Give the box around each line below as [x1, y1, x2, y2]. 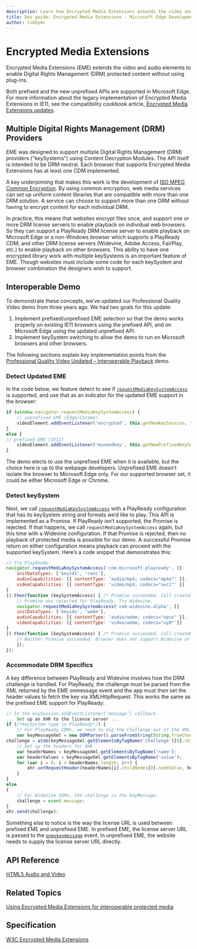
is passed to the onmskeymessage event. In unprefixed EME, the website [6, 832, 176, 839]
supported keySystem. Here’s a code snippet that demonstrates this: [6, 548, 172, 555]
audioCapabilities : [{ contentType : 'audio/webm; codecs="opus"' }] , [16, 614, 188, 620]
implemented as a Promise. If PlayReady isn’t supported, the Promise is [6, 517, 178, 524]
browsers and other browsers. [14, 340, 88, 347]
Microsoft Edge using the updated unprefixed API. [14, 327, 136, 335]
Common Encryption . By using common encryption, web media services [6, 185, 181, 192]
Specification [6, 920, 56, 930]
